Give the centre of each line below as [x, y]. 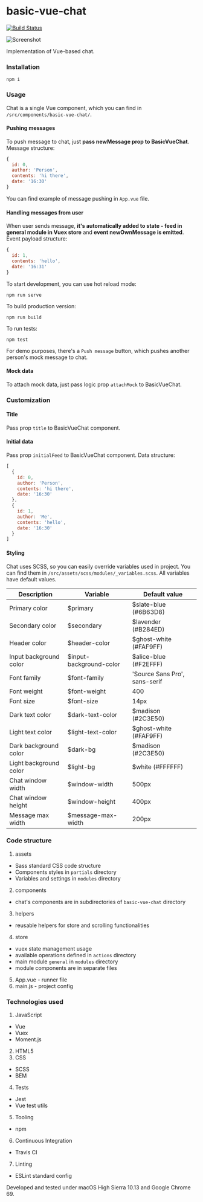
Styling [16, 553]
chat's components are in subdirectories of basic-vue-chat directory [100, 902]
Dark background [34, 746]
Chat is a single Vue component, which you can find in [74, 108]
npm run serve [24, 295]
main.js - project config [44, 986]
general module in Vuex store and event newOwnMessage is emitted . [95, 232]
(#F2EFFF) [147, 664]
